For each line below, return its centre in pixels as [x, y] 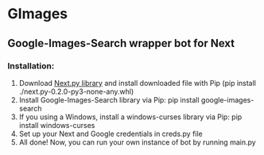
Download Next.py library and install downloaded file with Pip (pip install [137, 83]
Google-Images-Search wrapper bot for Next [121, 43]
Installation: [31, 66]
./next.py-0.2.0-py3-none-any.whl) [76, 91]
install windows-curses [57, 125]
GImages [38, 14]
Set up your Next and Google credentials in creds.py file [111, 134]
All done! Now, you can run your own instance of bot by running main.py [137, 142]
